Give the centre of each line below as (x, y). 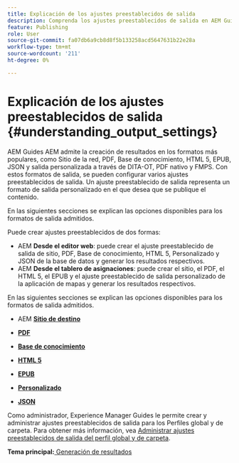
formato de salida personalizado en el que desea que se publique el (107, 189)
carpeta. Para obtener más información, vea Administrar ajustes (101, 430)
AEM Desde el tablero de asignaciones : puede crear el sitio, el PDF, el (121, 268)
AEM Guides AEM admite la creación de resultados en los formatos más (113, 151)
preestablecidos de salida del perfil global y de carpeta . (89, 437)
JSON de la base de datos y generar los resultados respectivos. (111, 261)
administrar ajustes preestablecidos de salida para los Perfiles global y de (116, 422)
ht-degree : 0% (28, 60)
